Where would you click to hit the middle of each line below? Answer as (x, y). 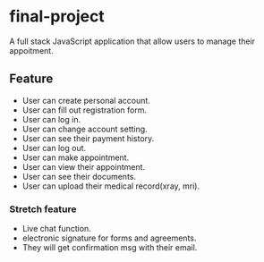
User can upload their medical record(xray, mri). (111, 186)
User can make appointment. (76, 157)
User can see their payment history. (88, 138)
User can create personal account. (86, 100)
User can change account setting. (85, 129)
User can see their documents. (79, 176)
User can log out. (54, 148)
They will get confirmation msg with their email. (110, 248)
